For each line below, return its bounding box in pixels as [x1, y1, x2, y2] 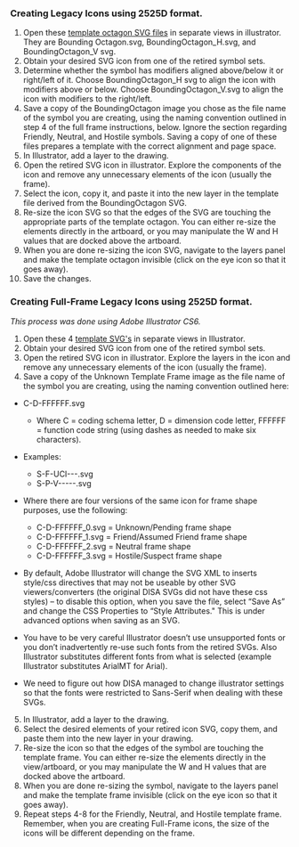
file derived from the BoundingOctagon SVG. [22, 198, 188, 208]
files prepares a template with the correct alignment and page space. [22, 141, 277, 151]
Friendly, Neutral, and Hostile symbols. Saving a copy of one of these [22, 132, 278, 143]
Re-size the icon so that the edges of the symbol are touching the [22, 742, 264, 753]
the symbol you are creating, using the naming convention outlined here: [22, 380, 289, 391]
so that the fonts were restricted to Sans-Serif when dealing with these [22, 687, 283, 697]
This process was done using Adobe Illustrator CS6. [10, 315, 201, 327]
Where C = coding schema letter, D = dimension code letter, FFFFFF [36, 415, 287, 426]
